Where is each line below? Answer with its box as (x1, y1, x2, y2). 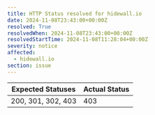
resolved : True (7, 23, 52, 30)
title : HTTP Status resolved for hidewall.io (7, 10, 142, 17)
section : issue (7, 62, 52, 69)
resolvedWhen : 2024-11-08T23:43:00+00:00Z (7, 29, 133, 37)
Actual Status (83, 84, 130, 94)
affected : (7, 49, 36, 56)
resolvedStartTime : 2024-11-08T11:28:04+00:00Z (7, 36, 149, 43)
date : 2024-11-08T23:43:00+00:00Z (7, 17, 108, 24)
